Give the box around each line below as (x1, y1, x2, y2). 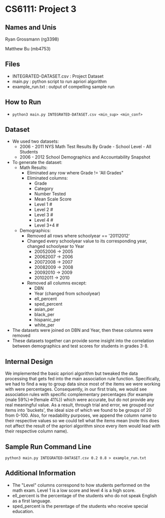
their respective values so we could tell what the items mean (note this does (5, 418, 160, 424)
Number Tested (34, 191, 66, 197)
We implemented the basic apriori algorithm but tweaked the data (5, 370, 138, 376)
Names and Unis (5, 23, 57, 32)
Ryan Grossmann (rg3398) (5, 36, 59, 42)
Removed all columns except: (27, 280, 87, 286)
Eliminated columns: (27, 175, 68, 181)
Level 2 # (34, 206, 53, 213)
